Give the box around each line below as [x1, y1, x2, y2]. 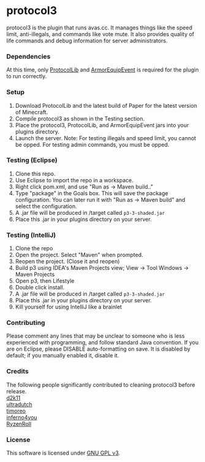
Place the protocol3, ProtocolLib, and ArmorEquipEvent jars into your [15, 121, 189, 129]
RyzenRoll [6, 420, 32, 427]
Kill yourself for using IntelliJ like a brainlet [15, 304, 122, 311]
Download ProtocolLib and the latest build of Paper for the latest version [15, 102, 198, 109]
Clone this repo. [15, 170, 56, 177]
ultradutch [6, 400, 32, 408]
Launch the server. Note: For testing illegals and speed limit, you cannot [15, 134, 196, 141]
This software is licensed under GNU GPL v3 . [6, 449, 121, 456]
